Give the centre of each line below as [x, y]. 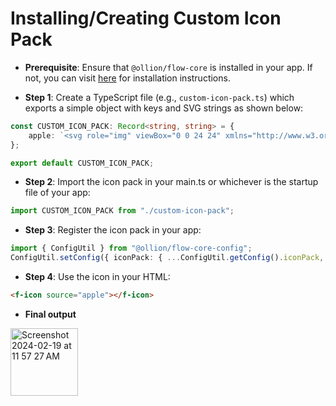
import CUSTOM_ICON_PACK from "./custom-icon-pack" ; [122, 211]
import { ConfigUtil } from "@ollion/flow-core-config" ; [131, 248]
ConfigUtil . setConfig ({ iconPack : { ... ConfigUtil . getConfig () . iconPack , [167, 258]
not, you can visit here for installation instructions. [127, 78]
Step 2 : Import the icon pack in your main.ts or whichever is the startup [171, 182]
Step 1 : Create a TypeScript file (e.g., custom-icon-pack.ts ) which [159, 97]
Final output [50, 314]
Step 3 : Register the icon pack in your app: [113, 230]
